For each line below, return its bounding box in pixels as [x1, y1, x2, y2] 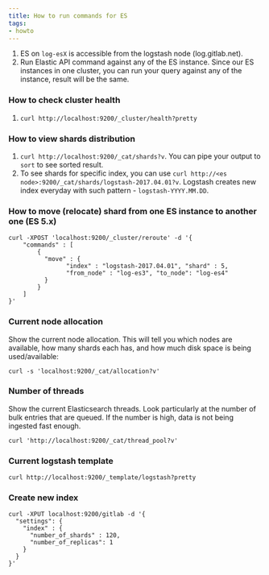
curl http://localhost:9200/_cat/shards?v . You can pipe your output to [19, 151, 261, 161]
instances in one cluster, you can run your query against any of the [19, 66, 242, 76]
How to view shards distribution [8, 133, 135, 144]
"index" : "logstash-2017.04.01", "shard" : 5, [65, 263, 229, 271]
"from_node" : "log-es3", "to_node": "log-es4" [65, 269, 229, 278]
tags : [8, 19, 27, 27]
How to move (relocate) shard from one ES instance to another [8, 205, 258, 217]
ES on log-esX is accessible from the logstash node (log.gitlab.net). [19, 49, 243, 59]
